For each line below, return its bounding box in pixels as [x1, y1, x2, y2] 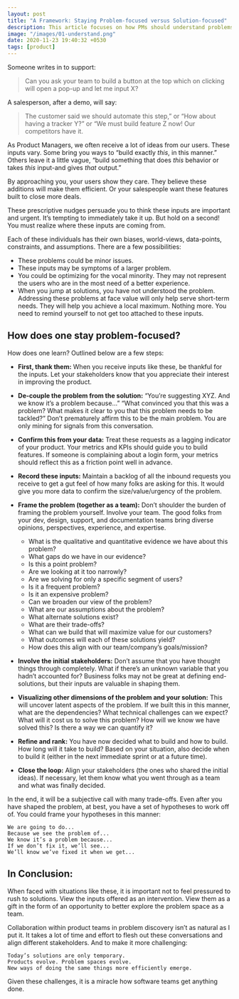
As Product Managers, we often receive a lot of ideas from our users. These [7, 141, 230, 149]
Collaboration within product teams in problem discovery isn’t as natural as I [7, 923, 230, 931]
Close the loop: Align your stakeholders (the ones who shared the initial [17, 766, 229, 774]
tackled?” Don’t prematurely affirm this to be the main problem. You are [17, 414, 227, 422]
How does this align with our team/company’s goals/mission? [28, 643, 208, 651]
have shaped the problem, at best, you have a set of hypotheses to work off [7, 802, 230, 811]
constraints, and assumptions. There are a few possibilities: [7, 242, 181, 251]
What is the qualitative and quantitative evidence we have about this [28, 537, 228, 545]
